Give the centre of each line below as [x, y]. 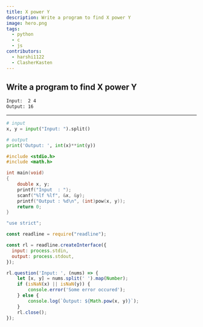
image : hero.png [27, 23]
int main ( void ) [25, 173]
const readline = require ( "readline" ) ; [56, 234]
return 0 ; [30, 206]
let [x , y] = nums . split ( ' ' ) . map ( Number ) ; [73, 279]
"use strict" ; [24, 223]
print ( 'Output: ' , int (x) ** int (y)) [51, 145]
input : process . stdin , [40, 251]
